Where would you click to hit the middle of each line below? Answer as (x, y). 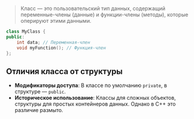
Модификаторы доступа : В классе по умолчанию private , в (91, 85)
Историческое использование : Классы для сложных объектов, (95, 98)
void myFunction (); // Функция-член (62, 48)
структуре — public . (40, 92)
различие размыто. (39, 110)
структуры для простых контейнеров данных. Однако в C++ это (95, 104)
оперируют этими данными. (56, 21)
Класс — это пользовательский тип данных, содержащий (93, 8)
